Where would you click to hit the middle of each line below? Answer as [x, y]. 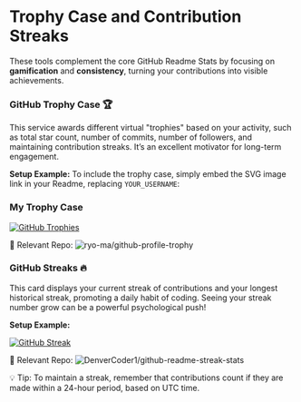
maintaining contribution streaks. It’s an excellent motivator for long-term [146, 147]
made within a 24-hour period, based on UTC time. [105, 387]
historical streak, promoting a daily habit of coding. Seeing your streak [141, 298]
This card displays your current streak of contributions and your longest [144, 288]
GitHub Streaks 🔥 [49, 268]
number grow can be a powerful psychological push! [108, 307]
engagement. [34, 157]
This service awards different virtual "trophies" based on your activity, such [150, 128]
